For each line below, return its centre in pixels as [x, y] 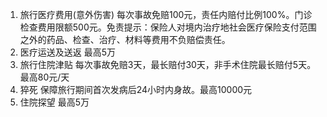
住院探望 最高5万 [54, 102]
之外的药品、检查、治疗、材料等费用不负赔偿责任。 [125, 39]
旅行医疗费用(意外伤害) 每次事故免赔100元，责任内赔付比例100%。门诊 [166, 14]
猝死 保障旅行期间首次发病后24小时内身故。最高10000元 [136, 89]
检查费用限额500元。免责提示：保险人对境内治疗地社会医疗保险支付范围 [168, 27]
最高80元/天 [44, 77]
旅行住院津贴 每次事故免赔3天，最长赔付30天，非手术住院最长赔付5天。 [168, 64]
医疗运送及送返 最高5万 [68, 52]
